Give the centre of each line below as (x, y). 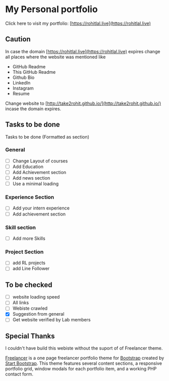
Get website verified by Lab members (51, 320)
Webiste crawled (30, 308)
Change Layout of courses (40, 161)
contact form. (19, 374)
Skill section (21, 227)
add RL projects (29, 263)
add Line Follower (31, 269)
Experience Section (30, 197)
